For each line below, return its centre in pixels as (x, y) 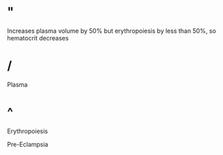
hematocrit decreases (38, 38)
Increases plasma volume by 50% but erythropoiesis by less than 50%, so (112, 31)
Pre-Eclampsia (28, 144)
